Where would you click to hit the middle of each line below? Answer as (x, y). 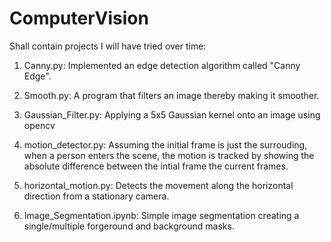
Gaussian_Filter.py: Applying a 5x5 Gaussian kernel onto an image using (172, 114)
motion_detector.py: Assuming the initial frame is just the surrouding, (165, 144)
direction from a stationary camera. (96, 196)
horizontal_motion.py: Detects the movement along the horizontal (158, 185)
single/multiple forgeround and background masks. (129, 226)
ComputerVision (79, 18)
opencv (39, 125)
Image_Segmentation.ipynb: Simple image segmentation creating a (161, 215)
